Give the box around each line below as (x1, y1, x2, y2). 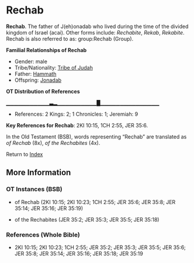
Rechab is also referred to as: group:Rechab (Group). (6, 35, 134, 42)
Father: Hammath (14, 70, 57, 77)
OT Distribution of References (6, 88, 80, 95)
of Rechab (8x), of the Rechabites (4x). (6, 139, 101, 146)
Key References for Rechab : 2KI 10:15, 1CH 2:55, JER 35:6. (6, 122, 148, 129)
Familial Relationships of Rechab (6, 46, 87, 53)
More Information (6, 168, 71, 178)
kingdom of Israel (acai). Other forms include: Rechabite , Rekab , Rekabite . (6, 29, 185, 36)
